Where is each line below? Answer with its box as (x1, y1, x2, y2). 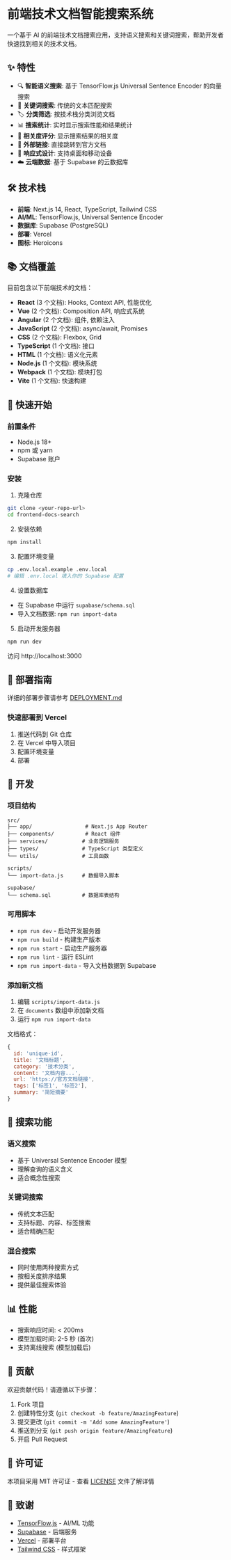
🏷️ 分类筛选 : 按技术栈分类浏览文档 (17, 109, 115, 118)
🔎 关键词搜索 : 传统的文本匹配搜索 (17, 101, 113, 109)
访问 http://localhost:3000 (7, 651, 82, 660)
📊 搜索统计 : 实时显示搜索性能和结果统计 (17, 120, 133, 129)
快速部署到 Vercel (7, 713, 67, 722)
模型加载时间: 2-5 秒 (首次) (17, 1334, 95, 1343)
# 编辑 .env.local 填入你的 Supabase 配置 (7, 572, 124, 580)
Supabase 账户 (17, 455, 61, 463)
